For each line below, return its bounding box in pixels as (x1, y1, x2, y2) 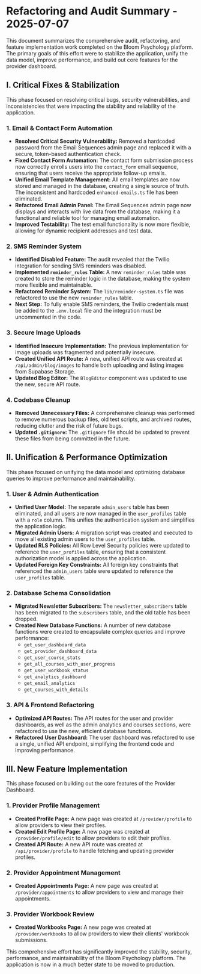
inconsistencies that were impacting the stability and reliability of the (6, 102, 176, 110)
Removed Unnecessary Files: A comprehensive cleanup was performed (14, 409, 195, 416)
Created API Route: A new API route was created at (14, 840, 143, 848)
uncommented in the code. (14, 313, 82, 320)
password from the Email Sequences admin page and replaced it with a (14, 144, 191, 151)
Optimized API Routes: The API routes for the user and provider (14, 714, 174, 722)
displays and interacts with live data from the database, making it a (14, 208, 181, 215)
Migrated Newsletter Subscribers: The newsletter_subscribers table (14, 602, 187, 610)
